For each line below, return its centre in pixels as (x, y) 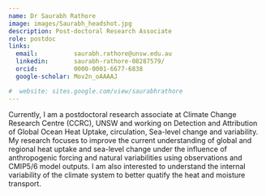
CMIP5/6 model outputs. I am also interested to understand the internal (127, 166)
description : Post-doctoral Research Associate (90, 31)
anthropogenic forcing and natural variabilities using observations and (125, 157)
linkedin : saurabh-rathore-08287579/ (90, 62)
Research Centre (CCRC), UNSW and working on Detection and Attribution (133, 123)
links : (19, 46)
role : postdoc (32, 39)
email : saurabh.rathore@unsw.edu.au (94, 54)
